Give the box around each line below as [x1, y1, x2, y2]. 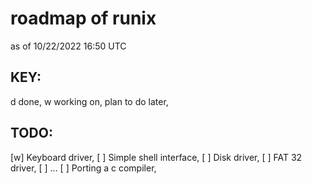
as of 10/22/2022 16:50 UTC [10, 40, 127, 52]
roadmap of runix [10, 7, 157, 30]
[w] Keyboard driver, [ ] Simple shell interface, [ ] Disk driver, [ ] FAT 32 [10, 151, 303, 163]
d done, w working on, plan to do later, [10, 95, 169, 107]
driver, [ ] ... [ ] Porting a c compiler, [10, 162, 157, 174]
